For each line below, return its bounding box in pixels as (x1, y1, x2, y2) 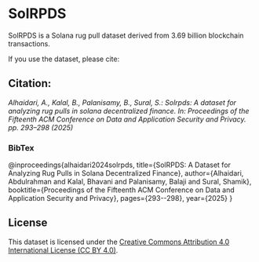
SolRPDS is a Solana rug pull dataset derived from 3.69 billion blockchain (8, 31, 244, 40)
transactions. (8, 38, 51, 48)
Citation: (8, 77, 52, 90)
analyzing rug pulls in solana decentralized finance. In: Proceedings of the (8, 106, 250, 115)
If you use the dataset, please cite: (8, 54, 120, 64)
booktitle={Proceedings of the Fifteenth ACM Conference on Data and (8, 185, 235, 195)
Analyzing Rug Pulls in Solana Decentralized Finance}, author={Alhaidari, (8, 169, 244, 178)
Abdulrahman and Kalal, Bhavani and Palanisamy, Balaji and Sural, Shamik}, (8, 177, 252, 187)
